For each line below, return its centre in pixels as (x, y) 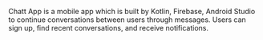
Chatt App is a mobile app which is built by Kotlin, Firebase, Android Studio (132, 11)
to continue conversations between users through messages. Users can (127, 20)
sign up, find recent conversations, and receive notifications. (108, 28)
